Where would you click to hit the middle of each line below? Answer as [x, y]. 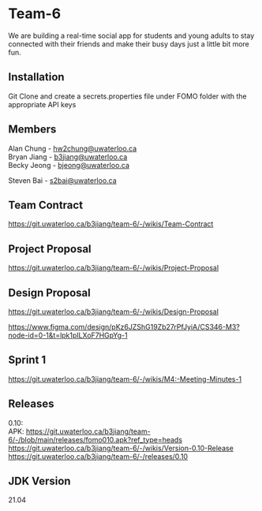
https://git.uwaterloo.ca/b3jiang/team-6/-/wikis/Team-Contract [111, 224]
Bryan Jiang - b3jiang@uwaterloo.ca [68, 157]
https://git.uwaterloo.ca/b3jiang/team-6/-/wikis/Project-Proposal [114, 268]
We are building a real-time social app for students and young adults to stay [131, 35]
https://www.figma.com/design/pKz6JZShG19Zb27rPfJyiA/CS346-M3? [124, 327]
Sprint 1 [27, 360]
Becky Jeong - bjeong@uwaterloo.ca [69, 165]
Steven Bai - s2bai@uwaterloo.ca [62, 180]
